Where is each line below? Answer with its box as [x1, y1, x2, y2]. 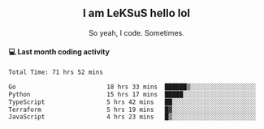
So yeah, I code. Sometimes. [89, 28, 184, 37]
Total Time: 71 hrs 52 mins [8, 68, 104, 76]
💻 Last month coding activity [8, 47, 110, 57]
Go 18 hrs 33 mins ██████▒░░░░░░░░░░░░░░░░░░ [8, 83, 256, 91]
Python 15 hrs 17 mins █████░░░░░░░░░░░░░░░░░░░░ [8, 90, 256, 98]
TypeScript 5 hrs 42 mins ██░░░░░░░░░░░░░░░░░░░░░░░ [8, 97, 256, 106]
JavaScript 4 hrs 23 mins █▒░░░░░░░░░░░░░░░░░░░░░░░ [8, 113, 256, 121]
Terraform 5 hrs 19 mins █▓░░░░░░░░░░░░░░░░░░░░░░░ [8, 105, 256, 114]
